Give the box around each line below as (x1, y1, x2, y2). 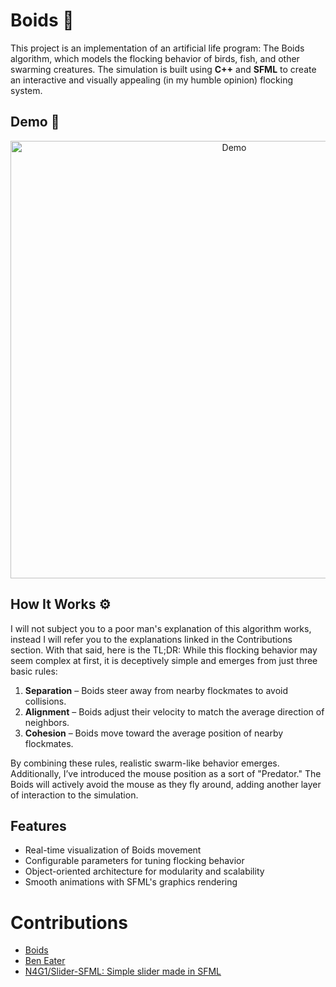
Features (10, 817, 67, 834)
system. (10, 84, 43, 96)
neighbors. (24, 716, 70, 728)
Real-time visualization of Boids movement (24, 844, 202, 856)
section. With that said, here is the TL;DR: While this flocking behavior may (10, 644, 318, 656)
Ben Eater (24, 955, 66, 967)
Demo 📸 (10, 114, 60, 131)
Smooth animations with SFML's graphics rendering (24, 876, 238, 888)
